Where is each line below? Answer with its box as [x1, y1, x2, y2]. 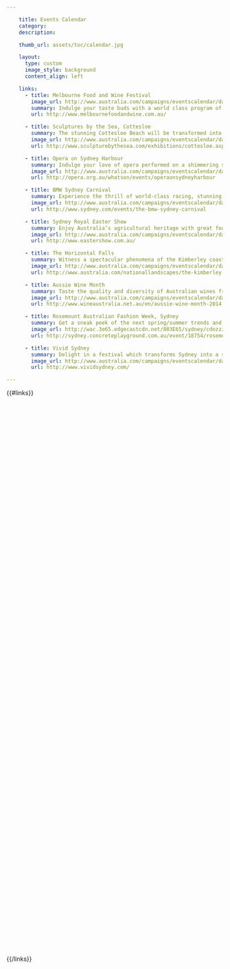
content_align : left [24, 73, 84, 80]
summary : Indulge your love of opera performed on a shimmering [31, 161, 219, 169]
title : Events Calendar [19, 16, 87, 23]
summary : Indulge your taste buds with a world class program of [31, 105, 222, 111]
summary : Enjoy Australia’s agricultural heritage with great [31, 224, 213, 231]
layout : [19, 54, 41, 61]
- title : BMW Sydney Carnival [24, 187, 111, 193]
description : [19, 29, 56, 36]
